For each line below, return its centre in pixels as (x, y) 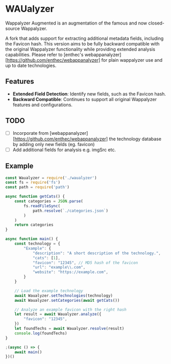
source (13, 28)
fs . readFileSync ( (42, 206)
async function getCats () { (35, 197)
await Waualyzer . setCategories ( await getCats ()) (67, 300)
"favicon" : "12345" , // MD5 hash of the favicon (85, 263)
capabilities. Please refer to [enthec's (44, 55)
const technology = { (37, 244)
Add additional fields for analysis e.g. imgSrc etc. (64, 150)
